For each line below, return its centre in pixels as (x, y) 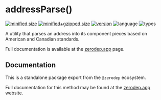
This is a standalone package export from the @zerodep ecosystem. (76, 77)
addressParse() (39, 9)
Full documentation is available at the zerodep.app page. (65, 49)
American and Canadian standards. (42, 39)
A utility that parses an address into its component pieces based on (76, 33)
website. (14, 93)
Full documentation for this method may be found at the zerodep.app (78, 87)
